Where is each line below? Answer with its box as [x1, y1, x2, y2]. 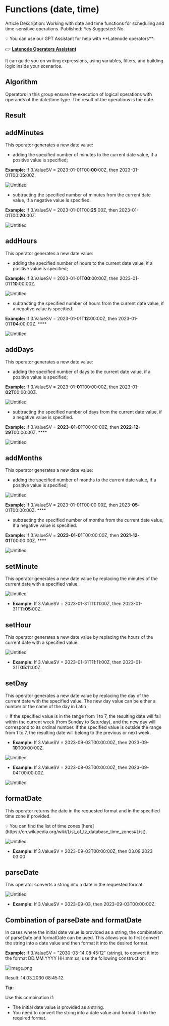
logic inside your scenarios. [5, 63, 63, 69]
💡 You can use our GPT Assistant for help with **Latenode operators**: [5, 35, 155, 42]
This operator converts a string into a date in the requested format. [5, 882, 144, 888]
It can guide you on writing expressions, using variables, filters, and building [5, 57, 164, 64]
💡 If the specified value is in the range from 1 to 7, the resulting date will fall [5, 713, 161, 719]
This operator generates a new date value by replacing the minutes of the [5, 576, 158, 582]
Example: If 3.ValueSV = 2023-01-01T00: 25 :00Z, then [5, 207, 118, 213]
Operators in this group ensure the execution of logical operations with [5, 91, 152, 97]
